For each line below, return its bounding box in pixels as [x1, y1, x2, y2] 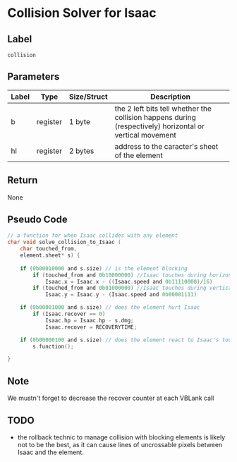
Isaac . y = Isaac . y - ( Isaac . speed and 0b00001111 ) [44, 291, 197, 298]
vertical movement [114, 130, 176, 140]
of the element [114, 150, 164, 160]
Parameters [7, 71, 60, 83]
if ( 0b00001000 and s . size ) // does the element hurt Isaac [20, 304, 200, 311]
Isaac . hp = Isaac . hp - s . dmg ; [44, 317, 134, 324]
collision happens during [114, 112, 196, 122]
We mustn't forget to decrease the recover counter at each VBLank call [7, 394, 214, 403]
